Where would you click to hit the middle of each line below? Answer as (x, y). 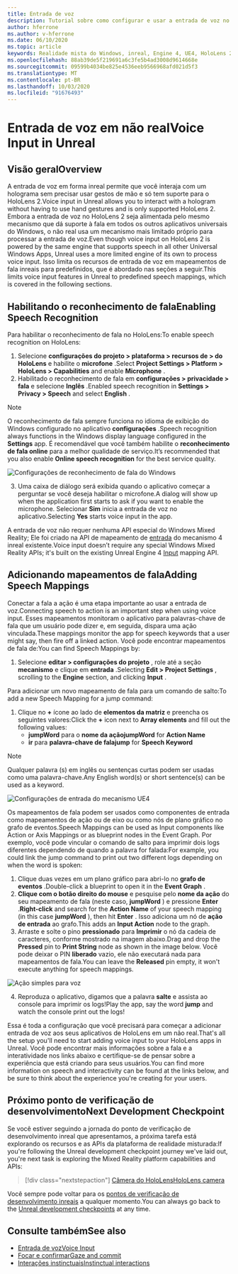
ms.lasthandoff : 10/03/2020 (49, 86)
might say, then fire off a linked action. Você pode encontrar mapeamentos (117, 641)
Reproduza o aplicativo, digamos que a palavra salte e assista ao (112, 996)
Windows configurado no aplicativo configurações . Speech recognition (112, 428)
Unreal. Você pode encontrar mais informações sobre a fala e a (100, 1048)
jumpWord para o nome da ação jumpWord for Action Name (117, 734)
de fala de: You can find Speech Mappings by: (74, 648)
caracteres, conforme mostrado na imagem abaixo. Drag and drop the (119, 939)
